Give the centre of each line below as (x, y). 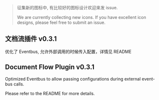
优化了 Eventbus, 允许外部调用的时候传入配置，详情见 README (68, 51)
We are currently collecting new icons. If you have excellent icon (81, 17)
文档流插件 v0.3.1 (31, 39)
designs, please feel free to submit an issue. (61, 22)
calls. (19, 84)
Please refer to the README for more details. (50, 93)
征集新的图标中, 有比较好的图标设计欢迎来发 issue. (67, 8)
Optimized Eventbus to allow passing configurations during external (73, 79)
